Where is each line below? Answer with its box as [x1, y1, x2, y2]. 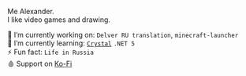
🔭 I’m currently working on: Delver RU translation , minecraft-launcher [7, 31, 239, 39]
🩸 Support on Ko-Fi [7, 59, 73, 68]
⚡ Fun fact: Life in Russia [7, 47, 94, 56]
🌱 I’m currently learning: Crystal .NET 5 [7, 38, 136, 48]
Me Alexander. [7, 7, 54, 16]
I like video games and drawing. [7, 15, 111, 24]
